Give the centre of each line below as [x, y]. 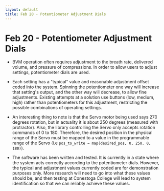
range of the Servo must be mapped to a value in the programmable [81, 138]
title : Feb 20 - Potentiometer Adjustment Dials [56, 14]
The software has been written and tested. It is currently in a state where [85, 158]
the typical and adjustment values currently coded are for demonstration [85, 168]
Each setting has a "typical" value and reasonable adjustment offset [81, 82]
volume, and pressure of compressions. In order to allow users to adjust [85, 67]
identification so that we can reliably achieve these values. [71, 184]
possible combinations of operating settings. [57, 108]
